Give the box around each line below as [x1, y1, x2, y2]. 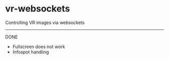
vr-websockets [5, 3, 70, 14]
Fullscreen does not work [12, 43, 65, 49]
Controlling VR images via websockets [5, 19, 85, 25]
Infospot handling [12, 48, 49, 55]
